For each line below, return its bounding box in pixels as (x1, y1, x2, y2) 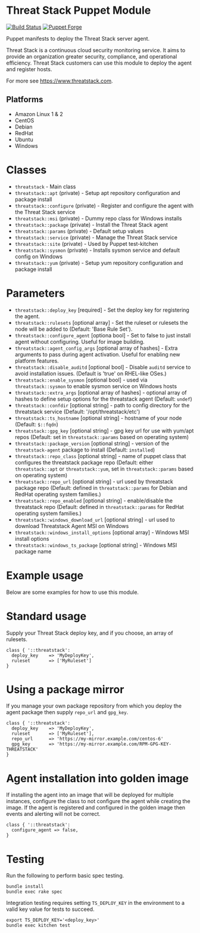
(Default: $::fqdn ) (14, 420, 58, 428)
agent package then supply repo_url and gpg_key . (6, 709, 129, 716)
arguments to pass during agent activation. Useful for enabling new (14, 350, 180, 358)
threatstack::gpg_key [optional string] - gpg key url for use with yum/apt (14, 427, 194, 434)
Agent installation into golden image (6, 772, 189, 785)
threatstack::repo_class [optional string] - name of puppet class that (14, 452, 186, 459)
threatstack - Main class (14, 183, 76, 190)
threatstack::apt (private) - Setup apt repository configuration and (14, 189, 180, 196)
